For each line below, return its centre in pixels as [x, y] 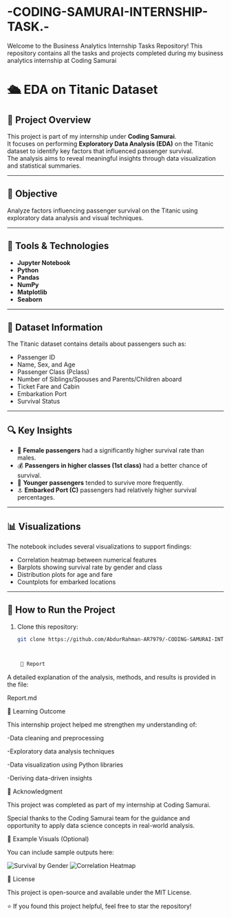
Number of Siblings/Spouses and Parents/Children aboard [99, 379]
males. [26, 458]
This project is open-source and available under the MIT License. [99, 892]
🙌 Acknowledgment [35, 791]
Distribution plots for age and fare [65, 574]
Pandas [28, 277]
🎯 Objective [32, 194]
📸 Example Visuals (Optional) [48, 838]
